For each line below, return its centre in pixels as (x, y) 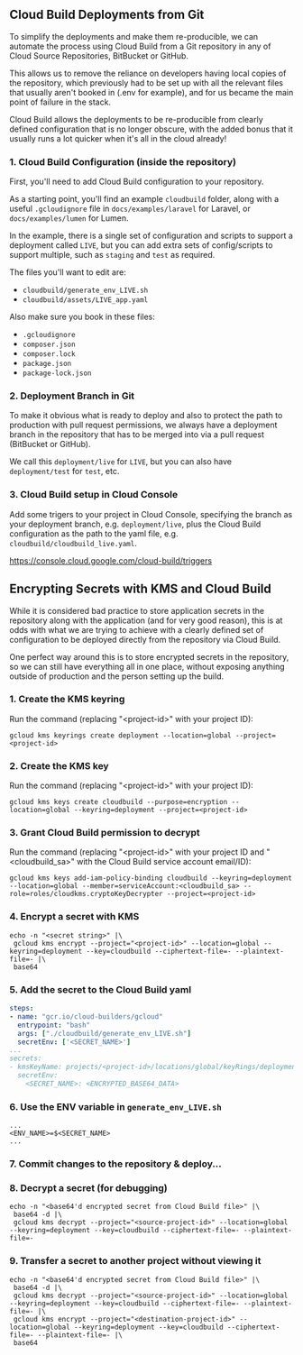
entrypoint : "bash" (54, 1025)
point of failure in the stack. (60, 102)
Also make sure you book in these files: (83, 317)
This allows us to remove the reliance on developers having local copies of (148, 73)
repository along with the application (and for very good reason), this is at (146, 620)
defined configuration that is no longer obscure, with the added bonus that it (151, 129)
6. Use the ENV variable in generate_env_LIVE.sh (116, 1106)
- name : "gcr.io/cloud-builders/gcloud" (87, 1016)
